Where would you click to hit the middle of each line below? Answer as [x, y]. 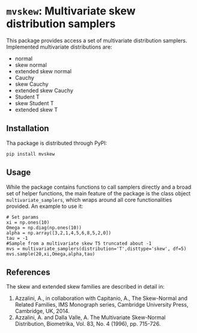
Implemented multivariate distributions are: [59, 47]
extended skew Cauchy [44, 90]
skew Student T [34, 103]
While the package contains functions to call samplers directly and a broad [99, 187]
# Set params [23, 217]
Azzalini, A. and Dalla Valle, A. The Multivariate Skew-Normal [90, 317]
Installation [28, 128]
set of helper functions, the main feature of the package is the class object [98, 193]
